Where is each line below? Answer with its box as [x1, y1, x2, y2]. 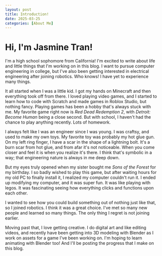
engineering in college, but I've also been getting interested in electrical [5, 68, 149, 74]
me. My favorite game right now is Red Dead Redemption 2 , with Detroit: [5, 109, 151, 115]
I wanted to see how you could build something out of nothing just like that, [5, 200, 156, 206]
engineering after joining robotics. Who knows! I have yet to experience [5, 74, 149, 80]
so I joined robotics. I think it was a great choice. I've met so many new [5, 205, 147, 211]
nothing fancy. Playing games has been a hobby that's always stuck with [5, 104, 151, 110]
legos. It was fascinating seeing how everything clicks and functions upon [5, 185, 154, 191]
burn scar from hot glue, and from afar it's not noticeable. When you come [5, 145, 155, 150]
